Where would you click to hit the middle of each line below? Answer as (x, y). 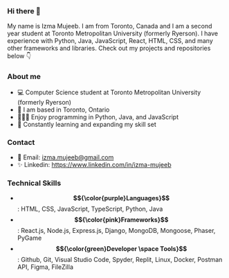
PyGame (29, 238)
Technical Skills (34, 183)
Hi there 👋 (24, 11)
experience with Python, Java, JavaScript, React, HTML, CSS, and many (110, 41)
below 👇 (19, 56)
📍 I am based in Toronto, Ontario (63, 110)
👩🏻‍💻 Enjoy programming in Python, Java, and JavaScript (98, 116)
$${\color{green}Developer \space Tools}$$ (121, 249)
